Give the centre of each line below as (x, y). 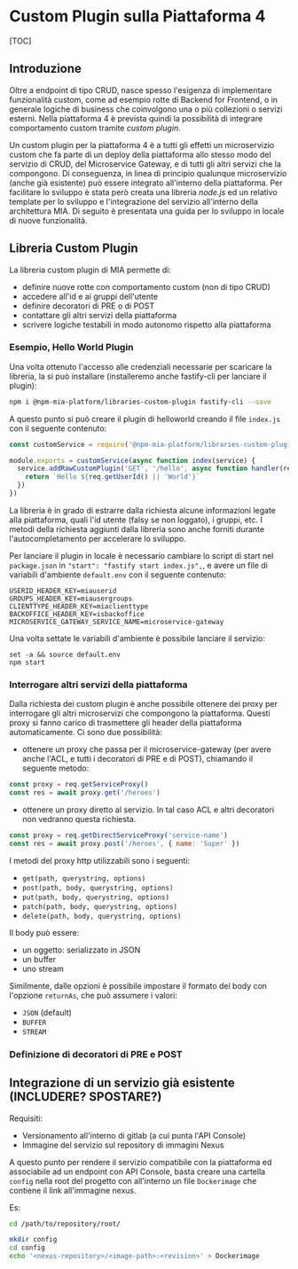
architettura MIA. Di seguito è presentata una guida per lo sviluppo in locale (147, 211)
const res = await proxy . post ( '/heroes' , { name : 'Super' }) (125, 843)
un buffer (39, 959)
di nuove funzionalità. (48, 220)
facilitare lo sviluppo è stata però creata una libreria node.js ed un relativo (143, 192)
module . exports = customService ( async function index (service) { (132, 460)
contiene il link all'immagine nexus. (73, 1190)
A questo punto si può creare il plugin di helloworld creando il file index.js (145, 419)
